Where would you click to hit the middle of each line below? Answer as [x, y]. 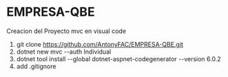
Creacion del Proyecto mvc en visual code [66, 31]
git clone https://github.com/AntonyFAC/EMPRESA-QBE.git [100, 44]
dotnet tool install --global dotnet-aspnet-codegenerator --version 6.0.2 [118, 58]
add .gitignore [36, 66]
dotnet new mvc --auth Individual [64, 52]
